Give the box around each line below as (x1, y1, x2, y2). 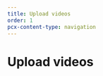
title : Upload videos (7, 10, 71, 18)
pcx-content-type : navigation (7, 23, 97, 30)
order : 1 (7, 17, 33, 24)
